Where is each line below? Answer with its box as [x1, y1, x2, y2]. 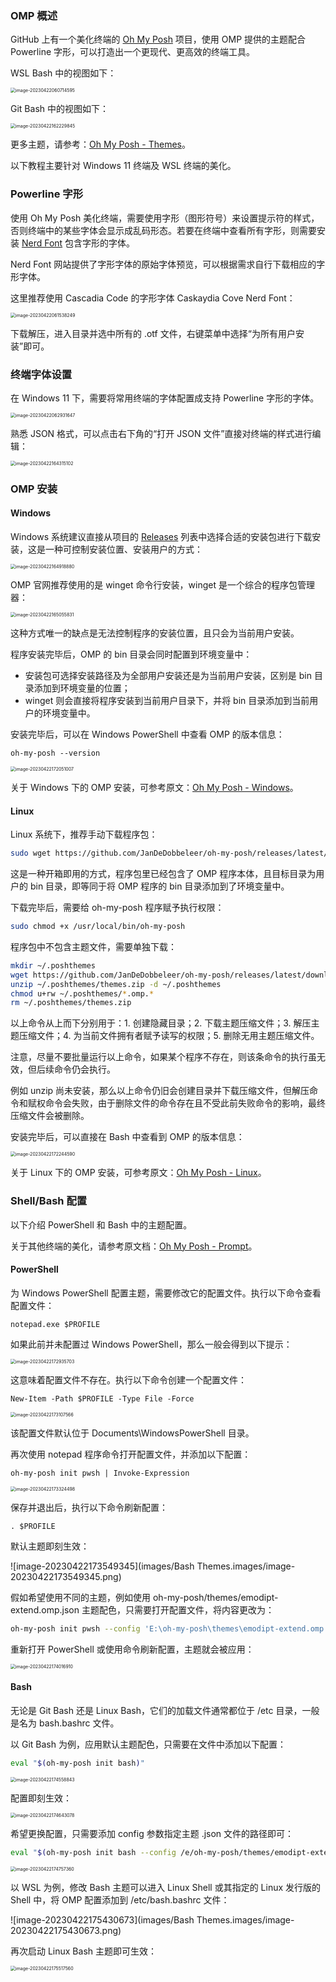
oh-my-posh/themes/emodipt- [152, 1591, 279, 1603]
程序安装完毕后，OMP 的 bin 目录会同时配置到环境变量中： [10, 648, 253, 661]
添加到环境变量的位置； [33, 682, 131, 694]
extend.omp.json [10, 1603, 80, 1616]
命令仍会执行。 [53, 1063, 116, 1076]
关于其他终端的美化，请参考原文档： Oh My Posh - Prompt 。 [10, 1240, 258, 1252]
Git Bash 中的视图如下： [10, 103, 109, 115]
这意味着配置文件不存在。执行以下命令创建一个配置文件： [10, 1373, 247, 1386]
